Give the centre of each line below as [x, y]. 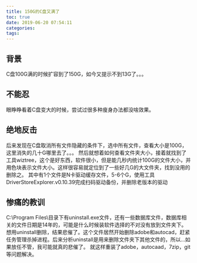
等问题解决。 [21, 254]
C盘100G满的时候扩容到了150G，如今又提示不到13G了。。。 [76, 74]
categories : [21, 28]
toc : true [18, 17]
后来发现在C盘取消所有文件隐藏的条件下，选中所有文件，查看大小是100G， [97, 145]
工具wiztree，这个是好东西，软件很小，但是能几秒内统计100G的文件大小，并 [98, 160]
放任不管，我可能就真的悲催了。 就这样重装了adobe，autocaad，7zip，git [101, 247]
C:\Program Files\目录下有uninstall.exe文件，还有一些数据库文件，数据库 [94, 218]
